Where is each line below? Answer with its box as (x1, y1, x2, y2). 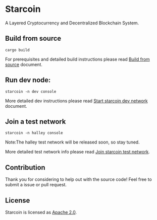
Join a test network (5, 117, 66, 126)
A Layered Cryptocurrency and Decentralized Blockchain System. (5, 20, 139, 26)
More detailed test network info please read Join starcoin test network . (5, 149, 150, 155)
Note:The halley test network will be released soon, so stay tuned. (5, 139, 140, 145)
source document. (5, 61, 43, 68)
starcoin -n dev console (5, 89, 56, 94)
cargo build (5, 47, 30, 53)
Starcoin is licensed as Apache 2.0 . (5, 210, 77, 215)
